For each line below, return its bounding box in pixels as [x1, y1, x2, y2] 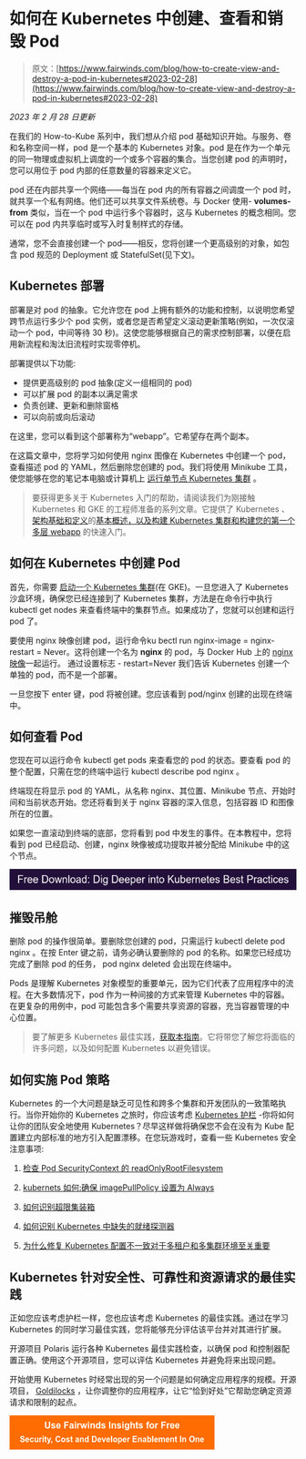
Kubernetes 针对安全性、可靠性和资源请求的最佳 [9, 1270, 284, 1285]
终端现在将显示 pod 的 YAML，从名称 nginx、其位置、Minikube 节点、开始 [9, 785, 289, 797]
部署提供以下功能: [9, 357, 76, 369]
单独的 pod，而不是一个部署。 [9, 668, 123, 679]
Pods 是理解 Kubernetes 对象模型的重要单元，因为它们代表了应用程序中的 [9, 978, 286, 989]
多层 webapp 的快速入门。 [31, 525, 131, 537]
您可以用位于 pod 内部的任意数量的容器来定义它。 [9, 165, 197, 176]
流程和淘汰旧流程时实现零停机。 [25, 338, 146, 349]
